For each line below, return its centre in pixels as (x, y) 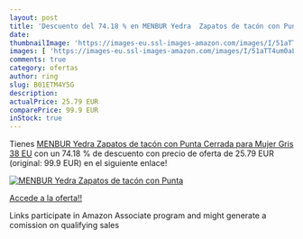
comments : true (38, 60)
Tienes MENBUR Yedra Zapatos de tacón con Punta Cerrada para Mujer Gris (151, 144)
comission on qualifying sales (64, 225)
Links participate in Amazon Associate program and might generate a (138, 216)
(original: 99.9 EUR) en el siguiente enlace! (88, 163)
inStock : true (36, 118)
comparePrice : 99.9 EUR (54, 110)
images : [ (28, 51)
